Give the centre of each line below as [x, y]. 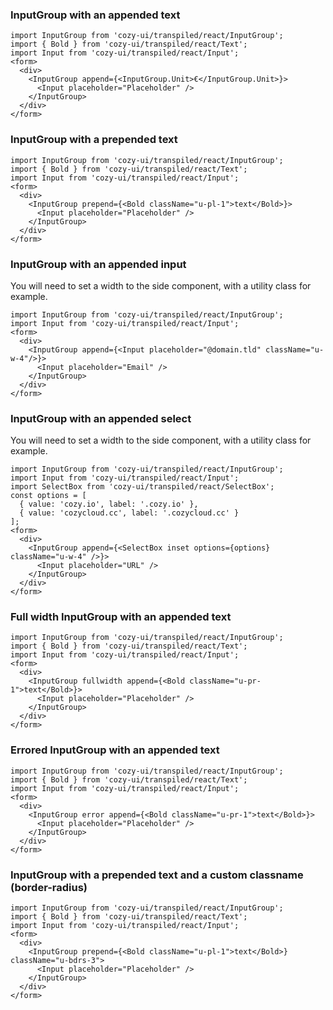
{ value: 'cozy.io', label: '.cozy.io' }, [109, 504]
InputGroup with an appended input [98, 264]
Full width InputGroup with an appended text [121, 617]
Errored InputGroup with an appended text [115, 750]
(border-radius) [49, 887]
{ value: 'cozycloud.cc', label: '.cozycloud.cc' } [129, 513]
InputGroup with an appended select [101, 418]
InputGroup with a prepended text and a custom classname [157, 875]
